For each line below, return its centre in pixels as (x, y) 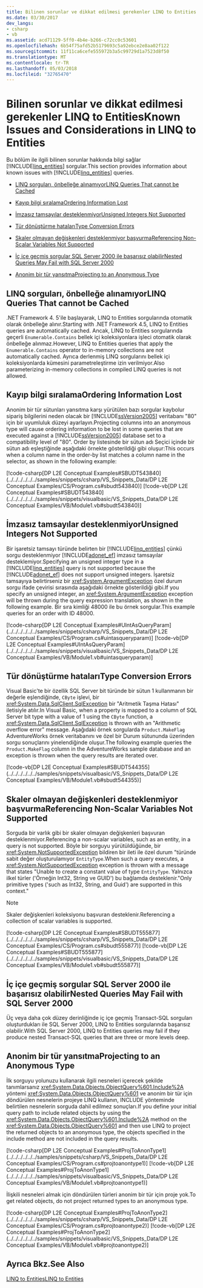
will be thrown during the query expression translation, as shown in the (95, 600)
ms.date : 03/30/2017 (32, 18)
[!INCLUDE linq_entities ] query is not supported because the (81, 568)
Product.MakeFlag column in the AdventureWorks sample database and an (98, 749)
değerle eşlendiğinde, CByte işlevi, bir (53, 697)
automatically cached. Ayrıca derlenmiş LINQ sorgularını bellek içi (88, 356)
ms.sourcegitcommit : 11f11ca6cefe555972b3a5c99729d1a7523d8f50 (88, 52)
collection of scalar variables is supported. (59, 921)
